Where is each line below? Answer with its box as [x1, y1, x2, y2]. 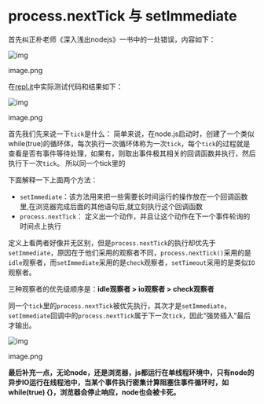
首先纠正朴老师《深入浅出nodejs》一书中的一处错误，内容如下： [8, 35, 216, 44]
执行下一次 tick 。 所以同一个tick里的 [8, 158, 126, 167]
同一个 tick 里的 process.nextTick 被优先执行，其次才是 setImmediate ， [8, 300, 232, 310]
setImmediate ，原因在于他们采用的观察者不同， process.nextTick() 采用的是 [8, 248, 251, 257]
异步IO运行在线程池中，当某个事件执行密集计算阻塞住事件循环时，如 [8, 377, 229, 387]
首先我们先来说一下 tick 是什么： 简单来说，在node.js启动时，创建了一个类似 [8, 129, 255, 138]
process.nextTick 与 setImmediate [8, 7, 237, 25]
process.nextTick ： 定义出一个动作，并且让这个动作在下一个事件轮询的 [19, 211, 251, 221]
